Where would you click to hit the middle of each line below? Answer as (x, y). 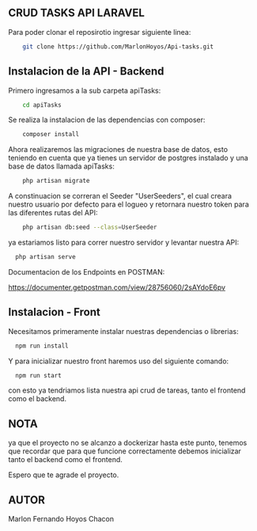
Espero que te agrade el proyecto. (64, 475)
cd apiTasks (42, 105)
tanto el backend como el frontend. (65, 460)
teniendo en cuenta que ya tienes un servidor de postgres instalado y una (128, 158)
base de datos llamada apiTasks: (61, 166)
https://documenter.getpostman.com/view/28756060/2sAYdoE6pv (117, 287)
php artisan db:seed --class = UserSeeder (90, 228)
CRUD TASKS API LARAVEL (76, 13)
